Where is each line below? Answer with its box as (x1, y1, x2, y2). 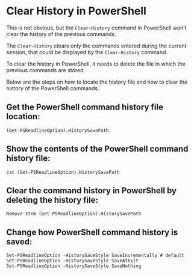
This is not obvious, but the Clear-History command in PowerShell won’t (6, 24, 187, 31)
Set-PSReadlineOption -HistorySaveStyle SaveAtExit (6, 258, 139, 264)
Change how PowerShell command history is (6, 227, 178, 237)
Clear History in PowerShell (6, 4, 146, 18)
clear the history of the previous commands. (6, 30, 116, 37)
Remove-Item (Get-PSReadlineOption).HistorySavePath (6, 211, 142, 217)
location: (6, 111, 40, 122)
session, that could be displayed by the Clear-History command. (6, 48, 167, 55)
